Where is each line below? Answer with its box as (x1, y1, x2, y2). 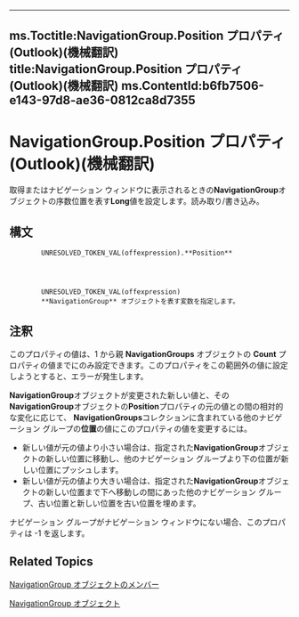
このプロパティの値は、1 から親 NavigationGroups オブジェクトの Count (9, 348, 277, 359)
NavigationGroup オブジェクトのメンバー (9, 579, 160, 589)
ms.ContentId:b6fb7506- (121, 78, 264, 93)
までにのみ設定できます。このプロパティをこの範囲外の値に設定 (55, 360, 288, 370)
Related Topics (9, 554, 93, 570)
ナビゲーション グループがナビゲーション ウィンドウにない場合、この (9, 516, 263, 527)
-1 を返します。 (34, 527, 90, 539)
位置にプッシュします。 (37, 464, 124, 475)
